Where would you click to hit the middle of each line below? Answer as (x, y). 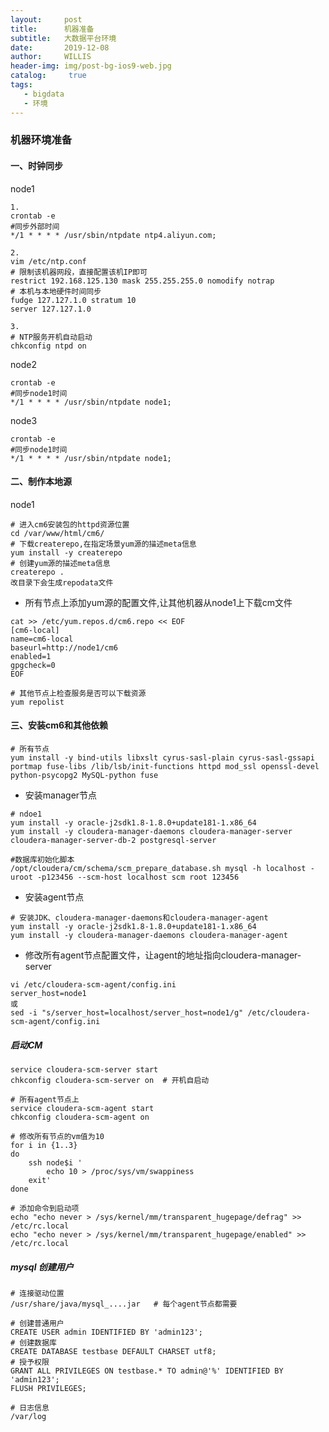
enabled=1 (31, 656)
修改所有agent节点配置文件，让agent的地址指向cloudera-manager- (163, 955)
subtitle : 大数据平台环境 (63, 38)
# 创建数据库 (33, 1342)
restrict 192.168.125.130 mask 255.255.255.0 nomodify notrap (142, 281)
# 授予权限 (30, 1362)
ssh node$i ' (55, 1163)
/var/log (28, 1416)
